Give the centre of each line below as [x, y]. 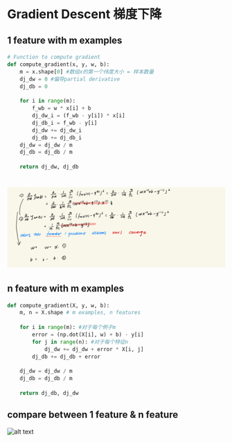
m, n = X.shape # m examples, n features [80, 313]
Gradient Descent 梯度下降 [84, 14]
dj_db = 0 [34, 86]
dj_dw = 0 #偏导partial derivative [70, 79]
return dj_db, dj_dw [49, 393]
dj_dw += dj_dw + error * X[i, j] [94, 349]
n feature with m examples [66, 289]
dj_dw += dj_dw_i [57, 130]
